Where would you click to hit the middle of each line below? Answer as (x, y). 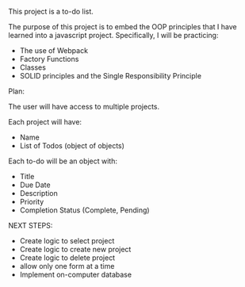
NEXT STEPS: (31, 226)
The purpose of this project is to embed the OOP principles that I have (122, 27)
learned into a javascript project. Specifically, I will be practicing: (113, 35)
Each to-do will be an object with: (63, 161)
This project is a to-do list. (51, 11)
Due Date (35, 185)
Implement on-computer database (76, 274)
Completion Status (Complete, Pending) (84, 210)
